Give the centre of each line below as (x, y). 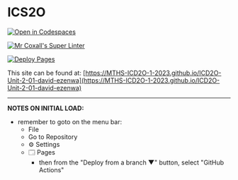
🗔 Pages (41, 152)
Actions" (51, 169)
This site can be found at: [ (46, 73)
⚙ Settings (44, 144)
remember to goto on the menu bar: (70, 121)
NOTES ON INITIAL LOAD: (46, 108)
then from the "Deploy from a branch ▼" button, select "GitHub (131, 162)
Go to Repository (53, 137)
